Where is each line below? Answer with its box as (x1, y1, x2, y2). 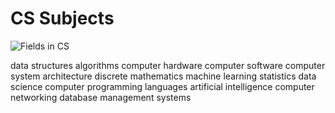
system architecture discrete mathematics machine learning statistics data (10, 70, 317, 82)
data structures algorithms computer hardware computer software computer (10, 59, 326, 71)
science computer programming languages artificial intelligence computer (10, 80, 315, 92)
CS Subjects (10, 7, 115, 30)
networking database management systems (10, 91, 192, 103)
